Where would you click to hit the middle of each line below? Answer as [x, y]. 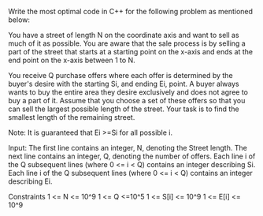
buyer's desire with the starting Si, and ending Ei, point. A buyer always [124, 84]
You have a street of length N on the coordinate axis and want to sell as [124, 35]
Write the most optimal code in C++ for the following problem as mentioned [131, 11]
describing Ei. [30, 181]
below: [19, 20]
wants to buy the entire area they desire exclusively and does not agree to [128, 92]
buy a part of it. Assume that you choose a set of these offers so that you [127, 101]
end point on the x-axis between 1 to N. [72, 60]
